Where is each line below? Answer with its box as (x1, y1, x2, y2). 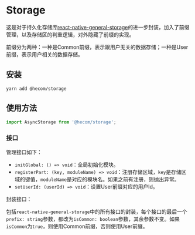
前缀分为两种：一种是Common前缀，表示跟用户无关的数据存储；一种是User (6, 43, 189, 51)
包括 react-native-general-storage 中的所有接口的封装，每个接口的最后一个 (6, 208, 187, 215)
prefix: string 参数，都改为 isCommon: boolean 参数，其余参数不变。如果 (6, 215, 180, 222)
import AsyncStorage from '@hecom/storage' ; (6, 119, 117, 125)
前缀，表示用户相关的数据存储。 (6, 51, 83, 58)
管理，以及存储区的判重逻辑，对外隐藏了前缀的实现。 (6, 31, 135, 38)
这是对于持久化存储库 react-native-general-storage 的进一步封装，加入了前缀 (6, 23, 190, 31)
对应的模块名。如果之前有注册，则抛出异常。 (71, 176, 180, 183)
